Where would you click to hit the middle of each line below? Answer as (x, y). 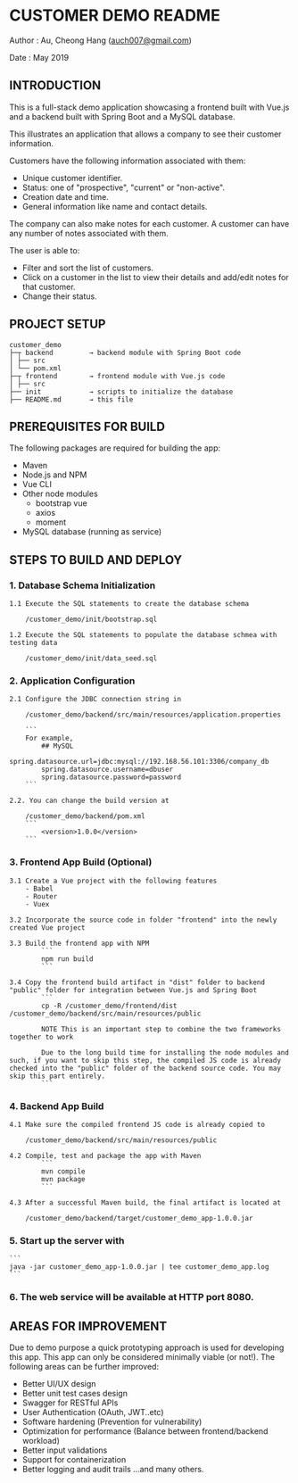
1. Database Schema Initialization (83, 585)
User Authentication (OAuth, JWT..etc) (93, 1412)
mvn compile (64, 1171)
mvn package (64, 1179)
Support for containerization (74, 1459)
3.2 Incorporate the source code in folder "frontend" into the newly (143, 920)
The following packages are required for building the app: (115, 448)
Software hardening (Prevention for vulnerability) (112, 1421)
